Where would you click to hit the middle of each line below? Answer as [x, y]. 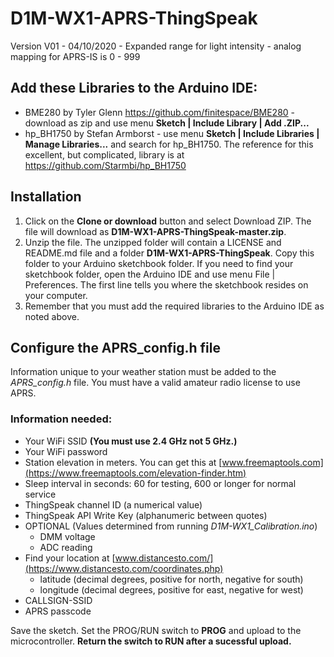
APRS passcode [58, 611]
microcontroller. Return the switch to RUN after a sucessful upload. [151, 641]
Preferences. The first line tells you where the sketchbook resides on [166, 284]
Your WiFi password [66, 451]
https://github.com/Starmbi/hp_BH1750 [105, 165]
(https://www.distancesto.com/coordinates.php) [124, 568]
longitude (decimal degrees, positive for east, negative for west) [171, 589]
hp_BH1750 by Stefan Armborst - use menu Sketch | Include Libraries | [172, 133]
